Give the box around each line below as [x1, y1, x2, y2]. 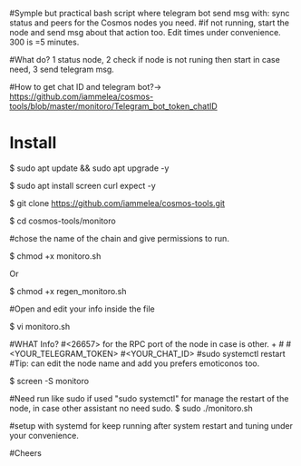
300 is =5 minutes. [9, 36, 80, 47]
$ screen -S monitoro [9, 375, 89, 386]
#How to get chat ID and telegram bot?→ [9, 82, 162, 92]
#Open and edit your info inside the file [9, 303, 156, 314]
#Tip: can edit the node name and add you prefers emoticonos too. [9, 358, 260, 369]
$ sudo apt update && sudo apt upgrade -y [9, 163, 170, 174]
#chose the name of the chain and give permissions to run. [9, 233, 229, 243]
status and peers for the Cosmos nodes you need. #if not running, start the [9, 17, 290, 28]
